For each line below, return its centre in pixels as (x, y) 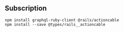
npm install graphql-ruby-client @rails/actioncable (62, 20)
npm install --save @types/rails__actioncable (55, 24)
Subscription (26, 8)
